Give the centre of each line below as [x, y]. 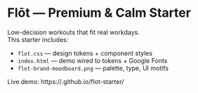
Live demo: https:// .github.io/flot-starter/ [66, 81]
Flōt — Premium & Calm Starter [99, 13]
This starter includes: [38, 39]
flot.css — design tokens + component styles [85, 53]
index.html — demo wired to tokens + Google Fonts [92, 60]
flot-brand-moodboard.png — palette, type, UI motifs [93, 68]
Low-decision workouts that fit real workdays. [74, 32]
